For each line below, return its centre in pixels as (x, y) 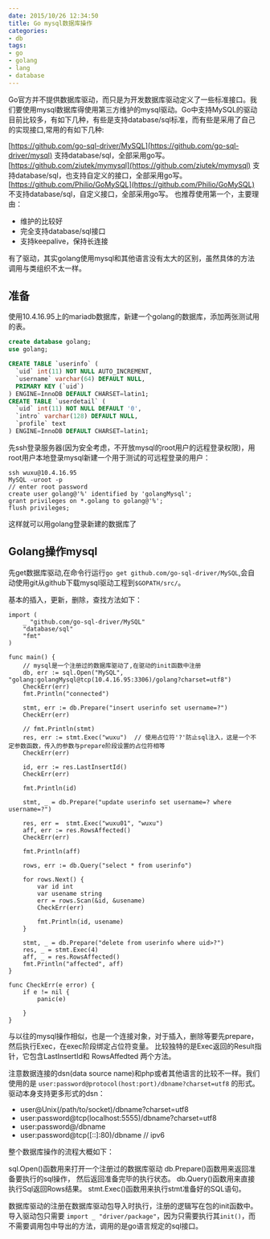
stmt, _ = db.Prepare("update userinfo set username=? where (127, 802)
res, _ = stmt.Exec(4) (61, 950)
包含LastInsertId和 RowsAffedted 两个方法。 (102, 1056)
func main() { (32, 657)
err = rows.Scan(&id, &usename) (92, 901)
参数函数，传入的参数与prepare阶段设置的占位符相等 (90, 746)
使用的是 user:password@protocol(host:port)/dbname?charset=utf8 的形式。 (134, 1083)
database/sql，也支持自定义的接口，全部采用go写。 (101, 175)
